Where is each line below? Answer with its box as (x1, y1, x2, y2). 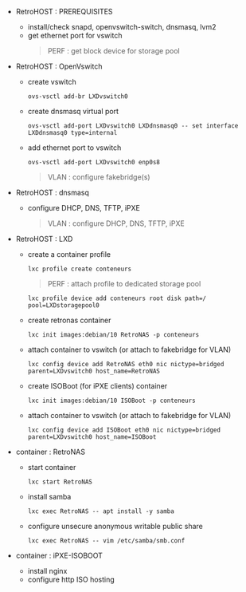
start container (27, 463, 76, 472)
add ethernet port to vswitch (27, 143, 122, 152)
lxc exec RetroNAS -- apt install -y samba (27, 507, 175, 515)
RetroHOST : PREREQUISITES (15, 7, 113, 16)
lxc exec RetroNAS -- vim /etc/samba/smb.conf (27, 537, 185, 545)
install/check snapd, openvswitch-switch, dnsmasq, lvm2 (27, 22, 217, 31)
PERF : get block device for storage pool (47, 46, 181, 55)
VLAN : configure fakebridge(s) (47, 172, 150, 182)
